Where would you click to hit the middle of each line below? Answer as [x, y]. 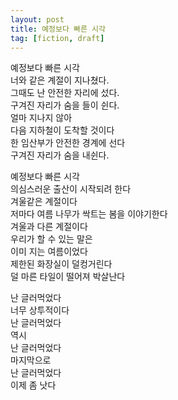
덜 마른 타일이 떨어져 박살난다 [68, 277]
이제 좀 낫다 [33, 385]
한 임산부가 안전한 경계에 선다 [68, 143]
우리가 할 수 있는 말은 [51, 239]
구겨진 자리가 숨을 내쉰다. [60, 155]
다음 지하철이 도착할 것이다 [62, 130]
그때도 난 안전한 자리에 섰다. [65, 93]
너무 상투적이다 [40, 310]
